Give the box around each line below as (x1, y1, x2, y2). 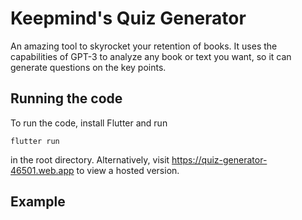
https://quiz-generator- (171, 153, 268, 166)
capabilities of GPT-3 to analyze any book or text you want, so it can (10, 50, 292, 62)
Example (10, 193, 66, 211)
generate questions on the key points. (10, 61, 167, 73)
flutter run (10, 136, 60, 146)
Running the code (10, 90, 123, 107)
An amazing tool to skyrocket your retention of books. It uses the (10, 40, 278, 52)
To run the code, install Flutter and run (10, 117, 168, 129)
